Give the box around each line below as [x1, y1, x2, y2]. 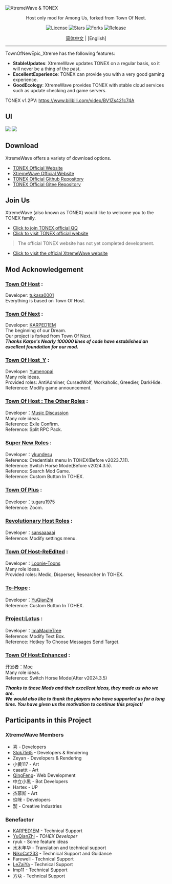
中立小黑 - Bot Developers [12, 778, 68, 784]
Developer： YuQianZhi [5, 597, 54, 603]
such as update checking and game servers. [12, 88, 106, 93]
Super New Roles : [5, 439, 52, 446]
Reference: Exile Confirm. [5, 421, 59, 427]
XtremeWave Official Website [12, 170, 74, 176]
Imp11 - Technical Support [12, 867, 68, 873]
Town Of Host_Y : [5, 357, 50, 364]
